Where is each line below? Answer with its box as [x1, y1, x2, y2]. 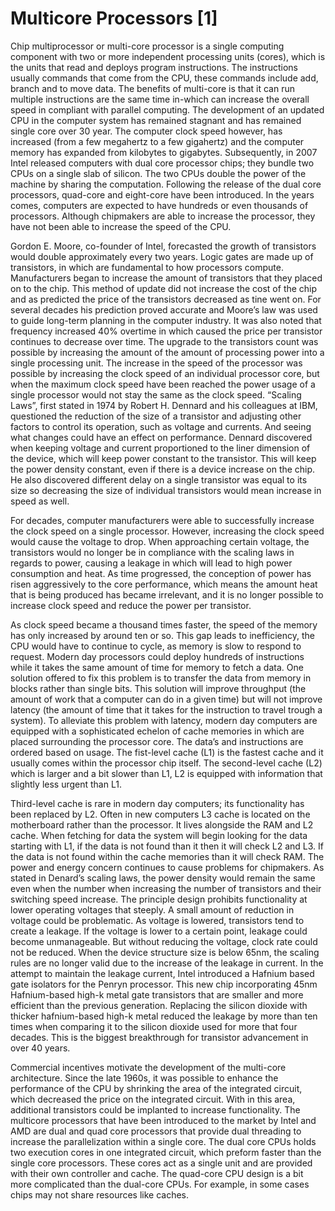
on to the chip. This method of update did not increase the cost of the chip [10, 282, 318, 294]
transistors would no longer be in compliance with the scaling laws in [10, 546, 295, 558]
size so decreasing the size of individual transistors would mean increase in [10, 484, 322, 496]
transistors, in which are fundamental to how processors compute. [10, 261, 284, 273]
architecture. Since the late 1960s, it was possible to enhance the [10, 1072, 279, 1084]
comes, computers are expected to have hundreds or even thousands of [10, 199, 309, 211]
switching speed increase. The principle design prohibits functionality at [10, 893, 308, 905]
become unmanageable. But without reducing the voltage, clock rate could [10, 935, 318, 947]
